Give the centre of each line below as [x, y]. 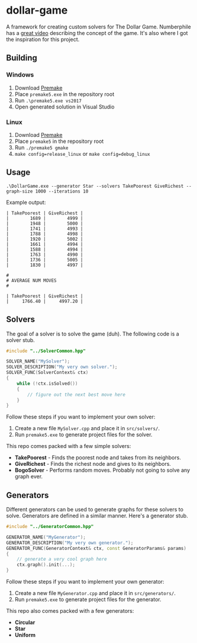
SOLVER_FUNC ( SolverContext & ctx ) [47, 373]
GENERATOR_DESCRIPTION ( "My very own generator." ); [70, 543]
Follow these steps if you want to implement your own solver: [81, 417]
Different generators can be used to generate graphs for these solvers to [95, 510]
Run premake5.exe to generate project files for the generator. [88, 600]
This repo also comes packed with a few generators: [70, 611]
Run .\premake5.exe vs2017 [48, 100]
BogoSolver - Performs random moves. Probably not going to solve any [102, 470]
